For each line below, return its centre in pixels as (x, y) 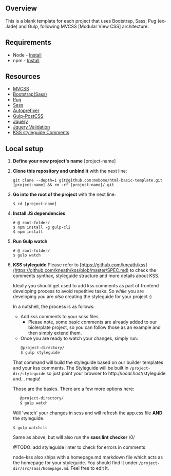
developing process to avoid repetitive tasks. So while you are (78, 291)
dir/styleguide (29, 374)
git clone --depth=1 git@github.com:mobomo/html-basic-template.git (88, 180)
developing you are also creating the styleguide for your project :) (82, 297)
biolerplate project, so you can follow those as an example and (94, 327)
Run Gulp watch (30, 242)
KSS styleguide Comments (41, 133)
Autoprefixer (26, 111)
